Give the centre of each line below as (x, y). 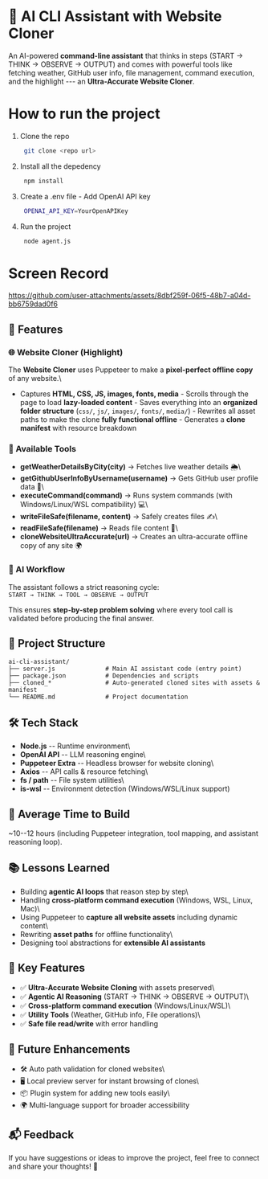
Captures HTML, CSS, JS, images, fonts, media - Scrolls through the (134, 394)
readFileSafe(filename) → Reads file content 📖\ (99, 528)
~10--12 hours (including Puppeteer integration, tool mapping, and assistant (134, 833)
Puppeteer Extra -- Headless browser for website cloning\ (117, 763)
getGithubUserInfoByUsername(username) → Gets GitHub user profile (139, 478)
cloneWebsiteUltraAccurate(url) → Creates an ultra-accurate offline (134, 537)
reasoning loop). (35, 842)
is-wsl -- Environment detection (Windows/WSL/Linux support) (125, 789)
